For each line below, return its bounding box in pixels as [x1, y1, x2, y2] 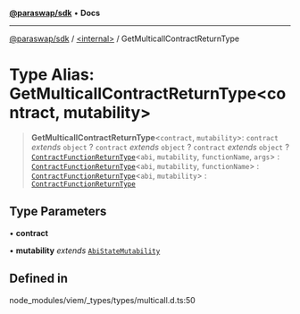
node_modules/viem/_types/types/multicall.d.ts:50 [9, 294, 196, 305]
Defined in [9, 271, 69, 286]
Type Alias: [9, 64, 96, 85]
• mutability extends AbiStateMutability [9, 245, 161, 256]
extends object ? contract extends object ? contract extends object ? [30, 141, 290, 152]
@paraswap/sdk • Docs [9, 8, 101, 18]
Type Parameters [9, 204, 107, 219]
